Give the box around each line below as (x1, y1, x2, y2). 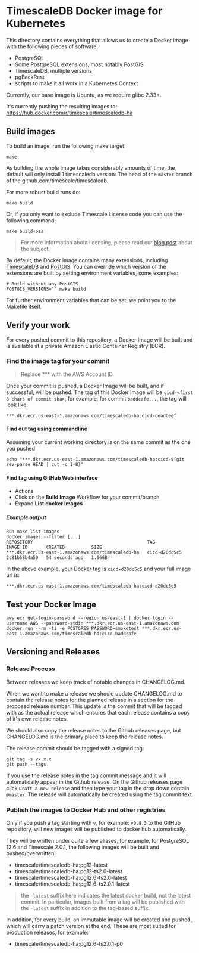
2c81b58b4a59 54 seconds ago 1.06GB (6, 555, 108, 561)
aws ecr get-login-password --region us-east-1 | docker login (6, 615, 166, 621)
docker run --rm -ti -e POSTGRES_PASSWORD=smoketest (6, 626, 140, 632)
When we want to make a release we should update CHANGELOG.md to (6, 690, 182, 697)
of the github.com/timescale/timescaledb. (6, 177, 109, 184)
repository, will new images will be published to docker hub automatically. (6, 825, 187, 833)
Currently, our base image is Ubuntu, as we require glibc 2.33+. (6, 91, 162, 98)
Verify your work (6, 320, 70, 330)
